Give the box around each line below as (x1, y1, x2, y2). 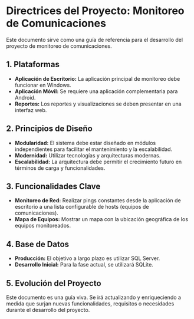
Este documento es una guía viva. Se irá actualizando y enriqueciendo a (6, 294, 182, 301)
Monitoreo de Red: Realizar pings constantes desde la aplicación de (14, 197, 181, 204)
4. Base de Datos (6, 239, 70, 249)
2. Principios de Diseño (6, 124, 93, 134)
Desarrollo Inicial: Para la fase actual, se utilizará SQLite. (14, 261, 153, 268)
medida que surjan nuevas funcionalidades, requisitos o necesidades (6, 300, 175, 307)
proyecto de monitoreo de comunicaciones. (6, 42, 112, 50)
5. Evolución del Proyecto (6, 278, 101, 288)
